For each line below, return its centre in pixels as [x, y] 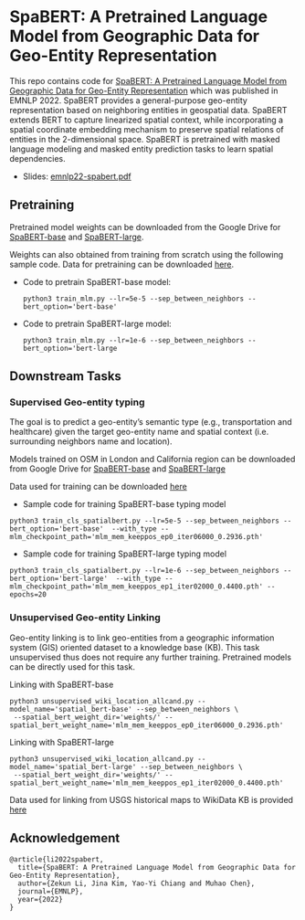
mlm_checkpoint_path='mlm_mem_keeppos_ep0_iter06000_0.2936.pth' [136, 537]
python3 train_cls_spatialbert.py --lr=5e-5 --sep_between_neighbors [145, 521]
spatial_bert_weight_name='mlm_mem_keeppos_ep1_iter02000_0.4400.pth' [147, 783]
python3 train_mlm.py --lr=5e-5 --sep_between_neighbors [133, 299]
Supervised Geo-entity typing [77, 402]
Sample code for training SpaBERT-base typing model [124, 504]
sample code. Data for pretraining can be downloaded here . [122, 264]
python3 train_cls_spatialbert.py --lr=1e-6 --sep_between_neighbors [145, 571]
